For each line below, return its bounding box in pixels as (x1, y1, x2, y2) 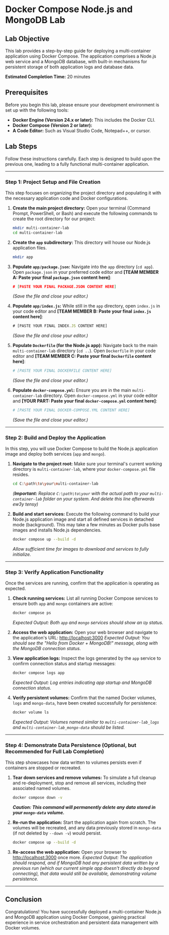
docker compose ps (12, 610, 51, 616)
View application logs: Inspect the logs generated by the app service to (12, 655, 161, 661)
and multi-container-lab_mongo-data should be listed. (12, 724, 125, 730)
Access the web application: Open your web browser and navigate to (12, 629, 158, 635)
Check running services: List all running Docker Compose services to (12, 595, 158, 602)
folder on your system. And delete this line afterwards (43, 496, 155, 502)
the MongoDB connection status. (12, 646, 81, 652)
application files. (12, 244, 47, 251)
